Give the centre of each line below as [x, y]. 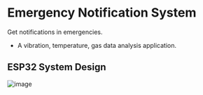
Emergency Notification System [102, 13]
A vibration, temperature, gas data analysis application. [97, 45]
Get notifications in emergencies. [55, 32]
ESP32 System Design [57, 67]
